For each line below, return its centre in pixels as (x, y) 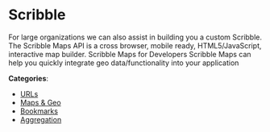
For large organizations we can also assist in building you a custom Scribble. (135, 37)
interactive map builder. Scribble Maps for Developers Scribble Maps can (130, 54)
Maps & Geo (41, 102)
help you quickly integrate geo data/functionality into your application (124, 63)
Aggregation (41, 119)
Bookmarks (39, 111)
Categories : (29, 78)
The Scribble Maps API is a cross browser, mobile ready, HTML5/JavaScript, (135, 45)
